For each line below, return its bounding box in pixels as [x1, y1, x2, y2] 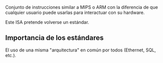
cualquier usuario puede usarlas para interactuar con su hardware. [5, 9, 145, 15]
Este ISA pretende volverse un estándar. [5, 19, 89, 25]
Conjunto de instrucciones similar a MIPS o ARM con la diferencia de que [5, 4, 158, 10]
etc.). [5, 52, 16, 58]
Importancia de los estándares [5, 33, 104, 42]
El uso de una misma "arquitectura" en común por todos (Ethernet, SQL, [5, 47, 156, 53]
